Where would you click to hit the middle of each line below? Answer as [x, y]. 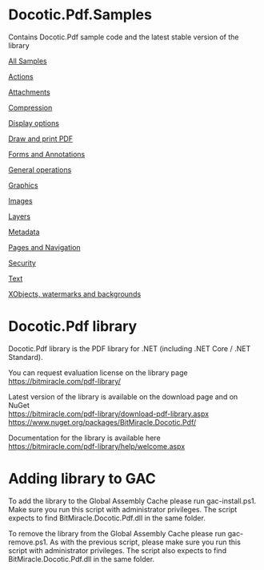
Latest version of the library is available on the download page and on [123, 396]
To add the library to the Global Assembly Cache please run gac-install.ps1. [132, 501]
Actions [21, 76]
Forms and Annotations [47, 154]
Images [21, 200]
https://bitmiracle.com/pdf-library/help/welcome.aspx [97, 446]
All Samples [28, 61]
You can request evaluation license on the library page [98, 372]
